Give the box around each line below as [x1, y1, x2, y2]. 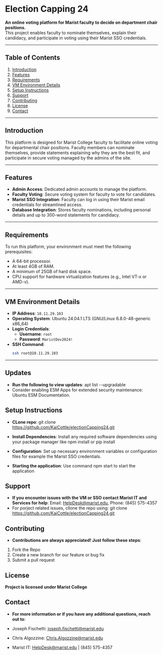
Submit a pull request [12, 557, 55, 563]
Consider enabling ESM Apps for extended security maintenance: [12, 387, 143, 393]
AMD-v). [12, 279, 30, 285]
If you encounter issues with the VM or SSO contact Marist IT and [12, 495, 147, 501]
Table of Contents [5, 53, 61, 62]
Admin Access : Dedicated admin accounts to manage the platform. [12, 186, 147, 192]
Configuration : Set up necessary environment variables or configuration [12, 448, 157, 454]
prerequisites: [5, 249, 33, 255]
